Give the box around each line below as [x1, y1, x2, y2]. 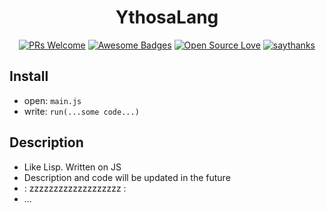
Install [9, 68, 49, 85]
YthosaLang [115, 6, 219, 29]
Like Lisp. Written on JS [23, 161, 122, 173]
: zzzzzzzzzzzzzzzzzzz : [23, 182, 127, 194]
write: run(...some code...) [23, 105, 140, 117]
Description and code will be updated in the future [23, 171, 231, 183]
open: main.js [23, 94, 82, 106]
